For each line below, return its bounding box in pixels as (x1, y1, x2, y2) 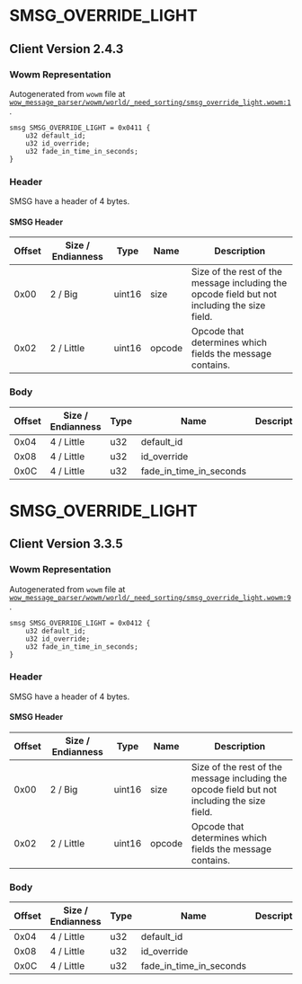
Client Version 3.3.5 (9, 536, 123, 552)
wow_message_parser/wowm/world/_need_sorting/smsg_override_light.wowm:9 (9, 593, 292, 602)
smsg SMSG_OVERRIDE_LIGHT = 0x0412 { (9, 618, 151, 627)
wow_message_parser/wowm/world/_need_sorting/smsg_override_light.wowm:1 (9, 98, 292, 107)
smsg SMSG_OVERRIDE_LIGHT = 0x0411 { (9, 123, 151, 132)
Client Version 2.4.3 (9, 41, 124, 57)
